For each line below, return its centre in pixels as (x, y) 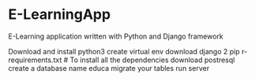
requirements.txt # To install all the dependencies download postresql (122, 60)
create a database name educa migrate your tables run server (109, 68)
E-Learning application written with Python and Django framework (116, 36)
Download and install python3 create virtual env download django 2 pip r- (128, 51)
